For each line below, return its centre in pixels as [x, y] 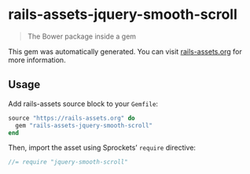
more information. [37, 60]
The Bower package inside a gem [81, 36]
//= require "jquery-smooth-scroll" [68, 162]
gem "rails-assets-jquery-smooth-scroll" [84, 125]
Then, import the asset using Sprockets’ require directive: [102, 148]
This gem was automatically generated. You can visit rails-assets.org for [125, 51]
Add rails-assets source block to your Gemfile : [83, 103]
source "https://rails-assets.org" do [72, 118]
